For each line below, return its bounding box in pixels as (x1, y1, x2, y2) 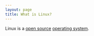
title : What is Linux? (5, 12, 52, 17)
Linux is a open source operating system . (5, 25, 90, 31)
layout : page (5, 7, 32, 12)
